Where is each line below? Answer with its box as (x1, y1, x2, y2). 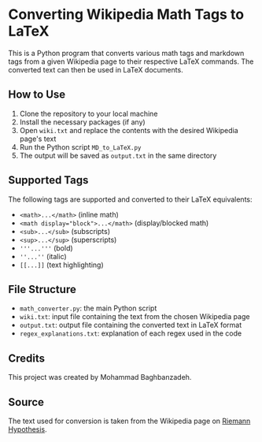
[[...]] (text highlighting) (19, 260, 104, 269)
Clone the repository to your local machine (19, 109, 158, 118)
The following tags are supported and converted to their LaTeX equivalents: (8, 195, 253, 204)
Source (8, 396, 45, 409)
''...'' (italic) (19, 251, 67, 261)
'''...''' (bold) (19, 243, 73, 253)
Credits (8, 351, 46, 365)
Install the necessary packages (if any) (19, 117, 146, 127)
